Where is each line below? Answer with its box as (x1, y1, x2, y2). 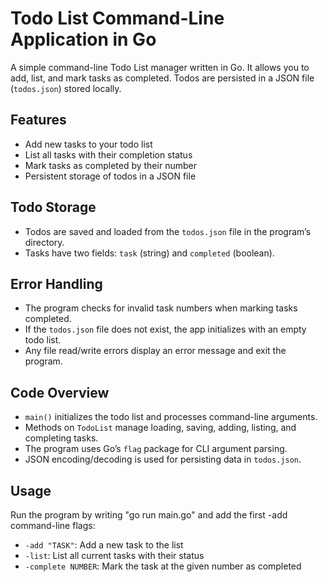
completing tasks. (24, 432, 99, 444)
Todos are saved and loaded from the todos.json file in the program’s (24, 225, 312, 237)
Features (10, 112, 67, 129)
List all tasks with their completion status (24, 148, 193, 161)
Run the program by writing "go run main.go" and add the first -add (10, 509, 288, 521)
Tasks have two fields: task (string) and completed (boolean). (24, 247, 275, 259)
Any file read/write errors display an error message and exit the (24, 345, 287, 357)
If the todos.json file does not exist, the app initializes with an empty (24, 323, 307, 336)
